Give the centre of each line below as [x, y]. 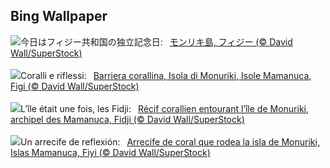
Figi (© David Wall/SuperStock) [75, 86]
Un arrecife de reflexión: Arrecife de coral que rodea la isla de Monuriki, [170, 141]
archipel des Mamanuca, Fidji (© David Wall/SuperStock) [127, 119]
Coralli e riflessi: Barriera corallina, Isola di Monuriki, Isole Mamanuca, [166, 75]
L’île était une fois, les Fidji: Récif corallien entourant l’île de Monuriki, [165, 108]
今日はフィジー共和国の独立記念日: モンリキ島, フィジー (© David [156, 41]
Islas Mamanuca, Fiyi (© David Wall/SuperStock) [110, 152]
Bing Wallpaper [59, 16]
